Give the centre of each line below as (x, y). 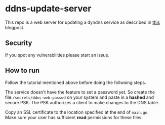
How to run (22, 70)
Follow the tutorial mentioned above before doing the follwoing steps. (76, 83)
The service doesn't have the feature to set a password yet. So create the (80, 92)
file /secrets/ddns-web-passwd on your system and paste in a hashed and (80, 97)
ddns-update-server (48, 9)
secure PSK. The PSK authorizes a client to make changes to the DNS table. (82, 102)
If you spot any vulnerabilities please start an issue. (57, 55)
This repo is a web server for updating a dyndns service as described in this (82, 22)
